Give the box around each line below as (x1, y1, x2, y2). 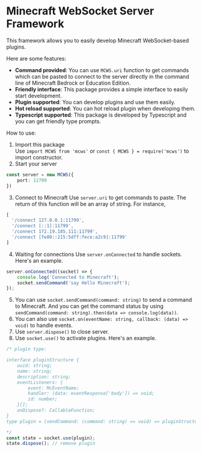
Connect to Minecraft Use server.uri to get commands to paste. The (14, 194, 186, 201)
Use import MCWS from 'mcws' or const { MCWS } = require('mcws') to (14, 147, 189, 154)
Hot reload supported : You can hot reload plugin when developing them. (14, 105, 196, 112)
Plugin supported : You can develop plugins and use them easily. (14, 98, 176, 106)
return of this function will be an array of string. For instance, (14, 200, 166, 207)
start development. (14, 92, 62, 99)
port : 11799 (17, 177, 47, 183)
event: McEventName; (28, 385, 79, 391)
